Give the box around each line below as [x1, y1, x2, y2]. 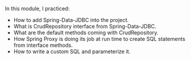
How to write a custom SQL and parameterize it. [13, 48, 131, 55]
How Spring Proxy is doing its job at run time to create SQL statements [13, 36, 186, 42]
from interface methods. [13, 41, 73, 49]
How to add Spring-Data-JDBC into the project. [13, 17, 129, 23]
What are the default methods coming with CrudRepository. [13, 29, 158, 36]
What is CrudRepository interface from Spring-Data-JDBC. [13, 23, 157, 30]
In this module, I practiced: [5, 5, 70, 12]
